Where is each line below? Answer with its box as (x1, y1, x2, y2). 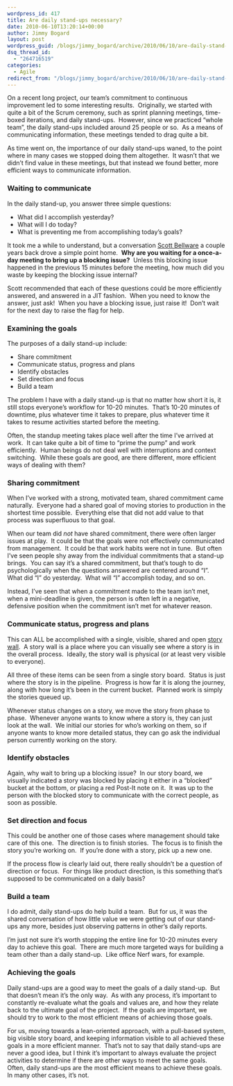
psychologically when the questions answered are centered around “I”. (7, 567, 209, 575)
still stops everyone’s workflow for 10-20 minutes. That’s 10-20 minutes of (7, 403, 220, 411)
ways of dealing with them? (7, 460, 86, 469)
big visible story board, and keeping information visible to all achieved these (7, 1034, 225, 1042)
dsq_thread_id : (7, 49, 51, 56)
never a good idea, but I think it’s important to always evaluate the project (7, 1049, 217, 1057)
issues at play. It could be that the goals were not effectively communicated (7, 537, 225, 545)
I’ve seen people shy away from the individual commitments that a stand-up (7, 551, 224, 560)
